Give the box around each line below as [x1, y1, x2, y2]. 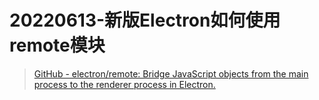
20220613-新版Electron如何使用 [9, 9, 281, 32]
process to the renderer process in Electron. [33, 78, 216, 90]
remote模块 [9, 34, 106, 57]
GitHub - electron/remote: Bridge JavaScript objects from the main [33, 67, 309, 80]
